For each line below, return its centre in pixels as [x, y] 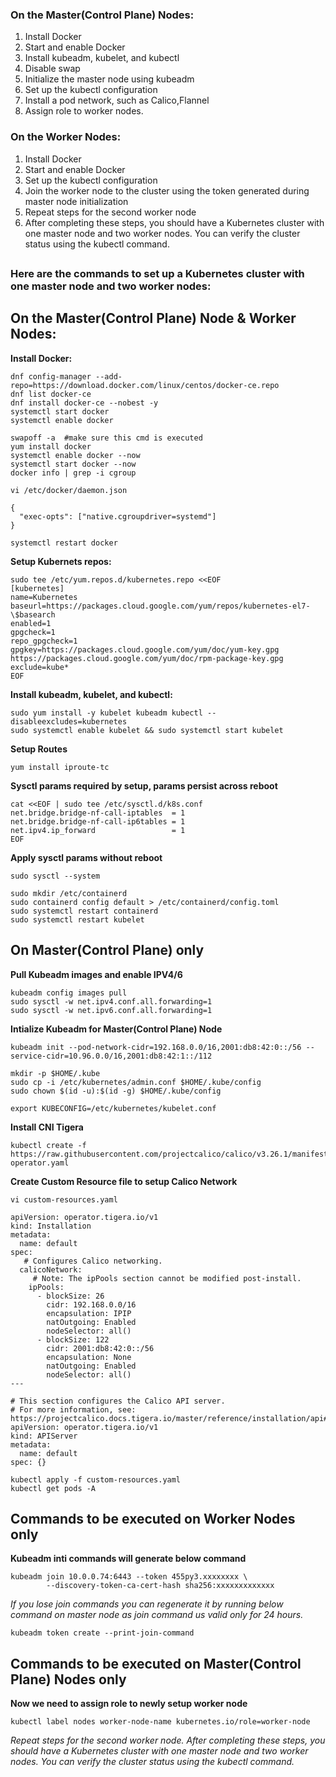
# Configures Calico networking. [93, 1261]
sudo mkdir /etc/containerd [69, 893]
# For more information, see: [73, 1409]
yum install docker [51, 446]
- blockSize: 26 [70, 1296]
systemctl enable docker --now [75, 455]
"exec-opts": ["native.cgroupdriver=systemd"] [118, 516]
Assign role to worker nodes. [84, 111]
